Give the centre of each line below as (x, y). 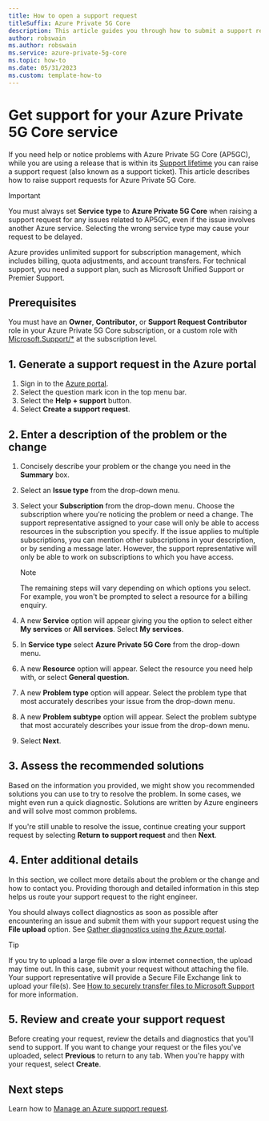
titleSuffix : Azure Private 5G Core (69, 23)
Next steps (36, 1089)
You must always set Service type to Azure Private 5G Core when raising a (133, 211)
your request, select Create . (55, 1064)
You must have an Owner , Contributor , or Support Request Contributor (128, 322)
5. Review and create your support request (117, 1020)
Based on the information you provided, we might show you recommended (131, 785)
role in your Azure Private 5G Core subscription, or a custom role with (123, 330)
